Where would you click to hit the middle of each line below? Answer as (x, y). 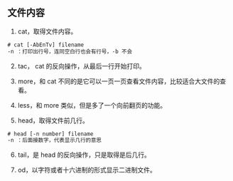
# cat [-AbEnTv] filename (45, 45)
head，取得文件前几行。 (53, 120)
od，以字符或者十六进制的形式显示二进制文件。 (87, 170)
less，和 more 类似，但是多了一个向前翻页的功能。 (92, 105)
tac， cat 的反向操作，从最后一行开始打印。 (81, 66)
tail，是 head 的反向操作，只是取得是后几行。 (84, 155)
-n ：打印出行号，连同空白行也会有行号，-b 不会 (70, 51)
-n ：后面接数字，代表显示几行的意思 (54, 140)
